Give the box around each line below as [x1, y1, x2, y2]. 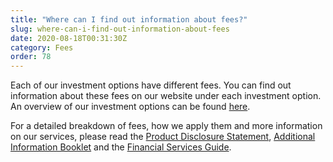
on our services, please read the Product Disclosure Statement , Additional [10, 131, 316, 143]
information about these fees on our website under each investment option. [10, 90, 322, 102]
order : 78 [10, 52, 52, 62]
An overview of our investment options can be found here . [10, 101, 251, 113]
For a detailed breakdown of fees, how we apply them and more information [10, 120, 323, 132]
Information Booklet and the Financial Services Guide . [10, 141, 232, 153]
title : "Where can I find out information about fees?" [10, 14, 248, 25]
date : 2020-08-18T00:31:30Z [10, 33, 128, 43]
